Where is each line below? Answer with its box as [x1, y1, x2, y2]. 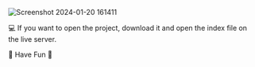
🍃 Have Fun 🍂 [8, 50, 53, 59]
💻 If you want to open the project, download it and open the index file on [8, 24, 248, 32]
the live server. [8, 35, 57, 43]
